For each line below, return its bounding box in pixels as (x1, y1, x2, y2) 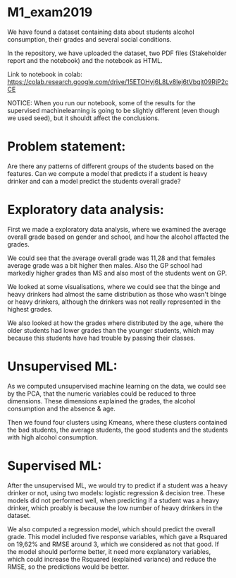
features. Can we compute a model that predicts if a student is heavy (7, 169, 208, 177)
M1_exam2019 (7, 4, 93, 20)
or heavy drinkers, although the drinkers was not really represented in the (7, 297, 221, 306)
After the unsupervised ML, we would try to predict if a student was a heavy (7, 481, 228, 490)
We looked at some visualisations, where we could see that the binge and (7, 282, 221, 290)
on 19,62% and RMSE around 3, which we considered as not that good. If (7, 540, 220, 548)
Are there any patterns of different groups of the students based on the (7, 162, 214, 170)
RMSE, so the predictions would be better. (7, 562, 130, 571)
